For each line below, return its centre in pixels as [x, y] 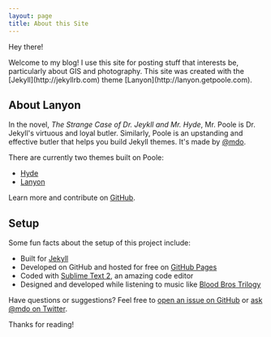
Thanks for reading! [41, 325]
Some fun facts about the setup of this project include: [99, 243]
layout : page [30, 16]
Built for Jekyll [44, 259]
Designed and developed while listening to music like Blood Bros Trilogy [140, 284]
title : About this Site [49, 24]
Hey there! [26, 46]
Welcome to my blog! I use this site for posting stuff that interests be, [124, 63]
